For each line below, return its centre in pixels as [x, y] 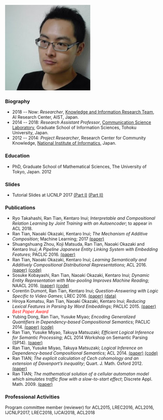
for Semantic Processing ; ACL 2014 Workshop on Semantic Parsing [80, 337]
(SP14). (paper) [27, 343]
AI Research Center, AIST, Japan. [45, 117]
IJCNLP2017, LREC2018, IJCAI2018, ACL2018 [50, 413]
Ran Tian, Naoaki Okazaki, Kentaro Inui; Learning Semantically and [79, 260]
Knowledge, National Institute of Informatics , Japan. [64, 143]
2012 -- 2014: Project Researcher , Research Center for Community [79, 138]
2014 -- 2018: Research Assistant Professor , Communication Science [81, 123]
